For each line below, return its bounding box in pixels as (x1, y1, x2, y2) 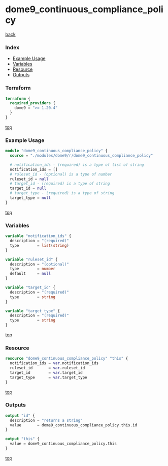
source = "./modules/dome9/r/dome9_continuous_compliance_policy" (10, 153, 153, 158)
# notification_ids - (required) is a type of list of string (10, 162, 144, 167)
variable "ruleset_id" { (5, 257, 58, 262)
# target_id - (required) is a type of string (10, 181, 110, 186)
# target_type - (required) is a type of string (10, 191, 115, 196)
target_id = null (10, 186, 47, 191)
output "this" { (5, 436, 40, 442)
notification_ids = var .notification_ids (10, 361, 99, 366)
